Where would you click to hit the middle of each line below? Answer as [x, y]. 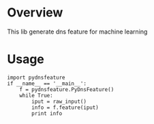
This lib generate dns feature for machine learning [77, 32]
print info [47, 113]
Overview [35, 13]
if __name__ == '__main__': [47, 84]
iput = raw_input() [59, 101]
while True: [36, 95]
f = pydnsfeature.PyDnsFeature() [67, 89]
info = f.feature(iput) [65, 108]
